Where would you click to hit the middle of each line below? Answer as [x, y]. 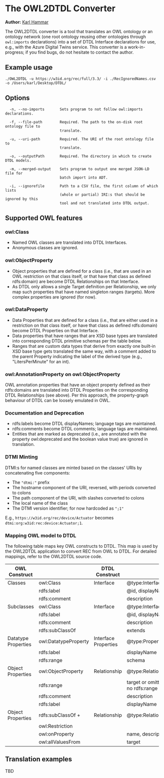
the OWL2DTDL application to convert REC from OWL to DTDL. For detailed [81, 551]
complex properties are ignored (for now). [54, 297]
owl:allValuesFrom [60, 742]
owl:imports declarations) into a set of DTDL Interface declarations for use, [81, 41]
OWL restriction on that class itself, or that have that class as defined [81, 276]
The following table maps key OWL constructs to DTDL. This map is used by [82, 546]
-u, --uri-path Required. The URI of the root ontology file [82, 139]
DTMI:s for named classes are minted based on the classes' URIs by [74, 468]
